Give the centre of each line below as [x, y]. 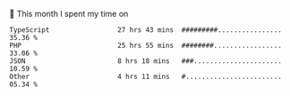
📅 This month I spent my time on [69, 14]
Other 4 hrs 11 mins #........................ [145, 76]
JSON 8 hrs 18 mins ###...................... [145, 61]
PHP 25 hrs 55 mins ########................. [145, 45]
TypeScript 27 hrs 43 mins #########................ [145, 30]
